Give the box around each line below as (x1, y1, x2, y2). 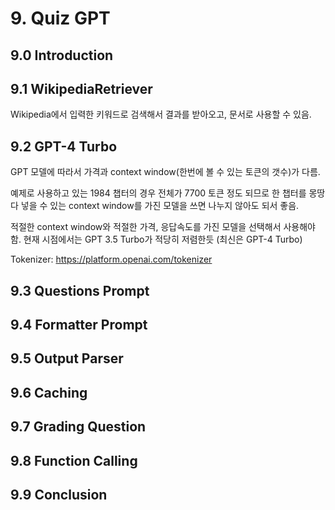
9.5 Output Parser (10, 350, 124, 367)
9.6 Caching (10, 384, 88, 401)
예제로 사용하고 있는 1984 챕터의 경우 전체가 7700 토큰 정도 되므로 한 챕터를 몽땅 (10, 187, 326, 199)
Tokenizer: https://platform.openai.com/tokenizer (10, 253, 213, 266)
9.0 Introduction (10, 47, 114, 64)
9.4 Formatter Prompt (10, 316, 148, 333)
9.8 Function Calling (10, 452, 138, 469)
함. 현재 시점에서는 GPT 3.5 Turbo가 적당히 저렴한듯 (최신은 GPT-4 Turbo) (10, 233, 303, 246)
